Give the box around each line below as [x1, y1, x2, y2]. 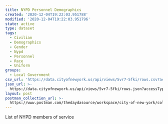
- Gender [9, 44, 28, 49]
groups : [5, 68, 21, 73]
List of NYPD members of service [5, 114, 74, 120]
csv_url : [5, 77, 23, 82]
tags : [5, 30, 16, 35]
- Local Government [9, 72, 50, 77]
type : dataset [5, 26, 35, 31]
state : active [5, 21, 35, 26]
